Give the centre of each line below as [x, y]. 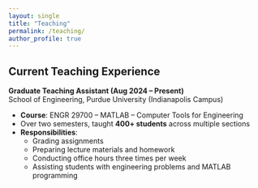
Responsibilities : [49, 132]
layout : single [34, 16]
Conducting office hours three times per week [109, 158]
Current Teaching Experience [84, 71]
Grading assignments [68, 141]
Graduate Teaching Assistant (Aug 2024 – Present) [96, 91]
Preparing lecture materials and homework [103, 150]
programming [55, 176]
